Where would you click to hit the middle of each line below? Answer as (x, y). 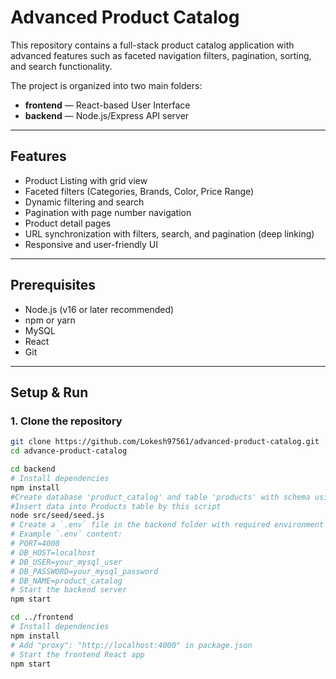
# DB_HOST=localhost (53, 552)
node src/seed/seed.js (57, 516)
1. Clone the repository (66, 421)
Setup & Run (49, 392)
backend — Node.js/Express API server (107, 115)
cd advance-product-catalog (69, 451)
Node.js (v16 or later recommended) (99, 309)
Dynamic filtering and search (84, 202)
